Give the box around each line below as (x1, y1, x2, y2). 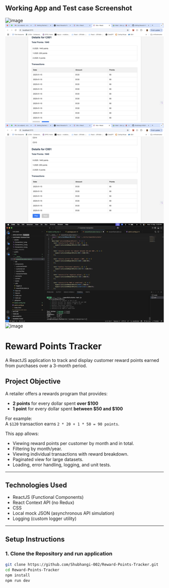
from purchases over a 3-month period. (5, 362, 87, 369)
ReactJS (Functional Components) (12, 494, 84, 500)
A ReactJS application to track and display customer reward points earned (5, 357, 159, 363)
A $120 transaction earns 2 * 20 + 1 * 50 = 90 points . (5, 420, 120, 427)
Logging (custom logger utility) (12, 516, 77, 522)
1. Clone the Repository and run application (5, 550, 113, 557)
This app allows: (5, 430, 39, 436)
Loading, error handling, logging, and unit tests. (12, 462, 111, 468)
